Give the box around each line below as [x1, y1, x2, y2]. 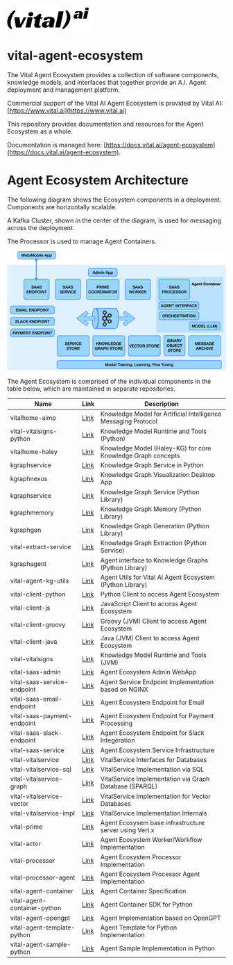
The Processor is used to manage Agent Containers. [7, 237, 157, 245]
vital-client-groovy [10, 621, 66, 629]
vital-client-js [10, 603, 51, 612]
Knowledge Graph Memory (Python [100, 505, 202, 513]
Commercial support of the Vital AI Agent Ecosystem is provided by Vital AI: [7, 99, 223, 108]
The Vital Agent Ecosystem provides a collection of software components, [7, 71, 219, 79]
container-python [10, 904, 62, 912]
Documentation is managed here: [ [7, 141, 106, 149]
